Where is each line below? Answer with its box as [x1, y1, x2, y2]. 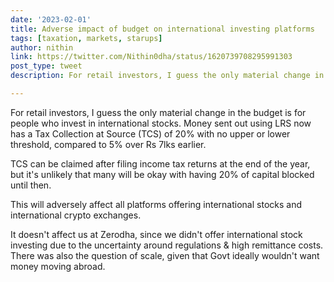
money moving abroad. [10, 260, 106, 272]
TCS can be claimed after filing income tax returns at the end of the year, [10, 157, 311, 170]
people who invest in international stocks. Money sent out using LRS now [10, 117, 312, 129]
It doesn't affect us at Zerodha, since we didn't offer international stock [10, 228, 303, 240]
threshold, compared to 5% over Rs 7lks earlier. [10, 138, 207, 150]
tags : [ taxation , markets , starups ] [10, 33, 163, 43]
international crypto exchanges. [10, 209, 142, 221]
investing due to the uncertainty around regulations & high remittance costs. [10, 239, 324, 251]
